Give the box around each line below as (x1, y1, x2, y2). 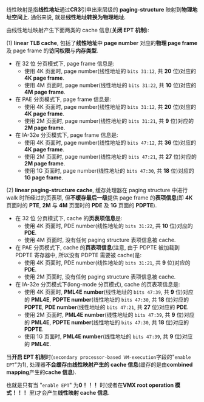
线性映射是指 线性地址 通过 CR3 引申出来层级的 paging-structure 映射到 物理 (6, 6, 192, 13)
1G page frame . (24, 174, 64, 181)
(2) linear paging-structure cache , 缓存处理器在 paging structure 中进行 (6, 187, 188, 193)
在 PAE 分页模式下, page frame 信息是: (15, 95, 111, 103)
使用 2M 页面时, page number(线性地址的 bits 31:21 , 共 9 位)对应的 (24, 117, 194, 124)
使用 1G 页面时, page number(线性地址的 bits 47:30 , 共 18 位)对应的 (24, 167, 194, 174)
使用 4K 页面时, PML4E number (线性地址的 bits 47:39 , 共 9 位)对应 (24, 288, 194, 296)
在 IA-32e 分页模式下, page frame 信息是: (15, 131, 118, 139)
